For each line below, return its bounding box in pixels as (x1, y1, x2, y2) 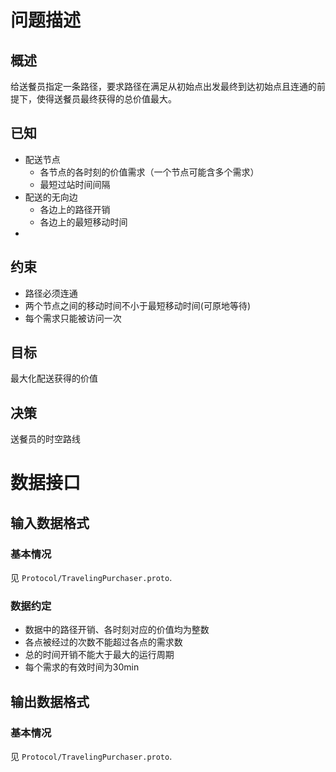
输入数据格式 (10, 514, 90, 531)
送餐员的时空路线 (10, 433, 81, 445)
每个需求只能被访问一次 (24, 312, 122, 324)
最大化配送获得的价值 (10, 372, 98, 385)
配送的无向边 (24, 191, 78, 203)
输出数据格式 (10, 693, 90, 710)
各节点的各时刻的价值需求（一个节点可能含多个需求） (39, 166, 260, 178)
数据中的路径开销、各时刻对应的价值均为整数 (24, 624, 210, 636)
